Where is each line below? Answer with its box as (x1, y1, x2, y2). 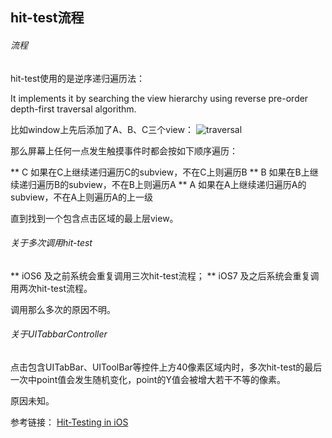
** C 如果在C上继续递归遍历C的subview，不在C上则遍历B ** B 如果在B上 (10, 166, 310, 178)
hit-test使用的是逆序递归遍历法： (10, 72, 145, 84)
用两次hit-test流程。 (10, 282, 93, 294)
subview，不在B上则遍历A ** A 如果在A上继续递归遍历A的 (68, 178, 307, 190)
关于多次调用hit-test (10, 237, 93, 249)
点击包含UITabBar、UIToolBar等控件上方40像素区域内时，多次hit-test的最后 (10, 361, 323, 373)
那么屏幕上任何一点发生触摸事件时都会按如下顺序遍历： (10, 144, 238, 157)
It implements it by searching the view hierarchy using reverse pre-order (10, 92, 309, 104)
